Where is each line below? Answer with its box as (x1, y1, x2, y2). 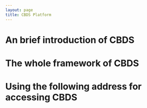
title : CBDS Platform (5, 12, 52, 17)
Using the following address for (5, 81, 142, 92)
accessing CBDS (5, 92, 78, 103)
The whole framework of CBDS (5, 57, 139, 69)
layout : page (5, 7, 33, 13)
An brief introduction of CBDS (5, 34, 135, 46)
